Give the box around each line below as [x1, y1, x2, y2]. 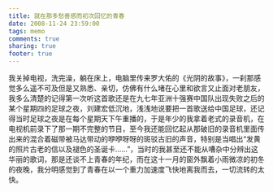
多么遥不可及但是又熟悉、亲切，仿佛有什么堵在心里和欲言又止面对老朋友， [15, 83, 265, 93]
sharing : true [8, 42, 57, 50]
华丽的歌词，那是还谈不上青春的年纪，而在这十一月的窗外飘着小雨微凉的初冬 [8, 155, 265, 164]
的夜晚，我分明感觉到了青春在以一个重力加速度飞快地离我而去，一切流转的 [8, 164, 258, 174]
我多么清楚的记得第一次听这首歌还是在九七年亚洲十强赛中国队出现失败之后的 [8, 94, 265, 103]
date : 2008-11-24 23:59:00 [8, 20, 100, 28]
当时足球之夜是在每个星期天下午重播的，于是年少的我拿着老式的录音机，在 [15, 114, 265, 123]
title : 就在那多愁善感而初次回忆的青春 [8, 11, 125, 20]
